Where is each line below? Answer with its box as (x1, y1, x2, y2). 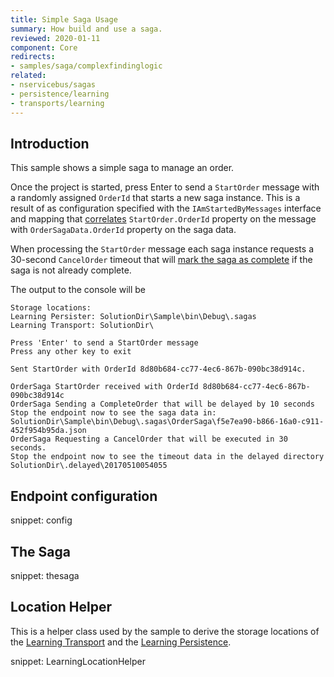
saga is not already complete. (10, 264, 132, 276)
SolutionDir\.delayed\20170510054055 (10, 461, 168, 471)
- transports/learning (10, 98, 105, 108)
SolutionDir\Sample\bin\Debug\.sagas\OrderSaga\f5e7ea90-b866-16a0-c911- (10, 417, 325, 427)
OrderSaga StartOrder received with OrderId (10, 382, 199, 392)
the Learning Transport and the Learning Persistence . (10, 636, 232, 648)
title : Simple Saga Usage (10, 14, 118, 25)
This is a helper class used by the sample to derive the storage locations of (10, 625, 320, 637)
